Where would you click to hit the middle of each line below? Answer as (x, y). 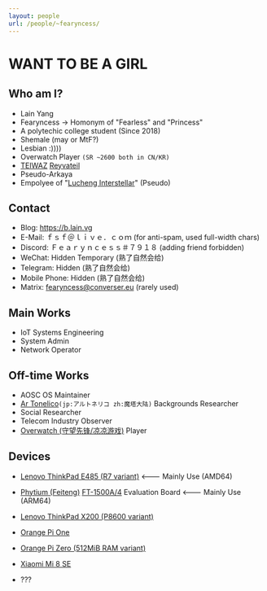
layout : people (34, 16)
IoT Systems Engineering (62, 333)
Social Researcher (51, 412)
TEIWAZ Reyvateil (50, 165)
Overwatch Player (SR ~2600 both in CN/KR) (95, 156)
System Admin (45, 341)
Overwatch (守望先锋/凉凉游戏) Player (83, 430)
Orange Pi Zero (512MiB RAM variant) (83, 548)
